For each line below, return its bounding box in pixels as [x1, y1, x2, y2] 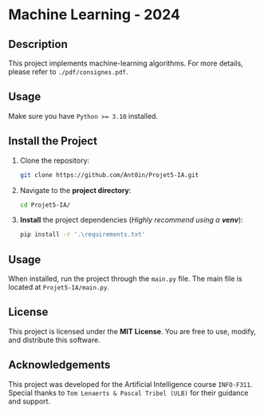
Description [8, 37, 68, 51]
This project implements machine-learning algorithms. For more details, [8, 58, 243, 68]
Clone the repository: [19, 156, 90, 165]
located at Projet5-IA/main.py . [8, 282, 110, 292]
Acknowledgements [8, 358, 111, 372]
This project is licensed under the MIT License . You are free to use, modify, [8, 326, 257, 336]
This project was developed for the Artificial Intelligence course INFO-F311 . [8, 379, 253, 388]
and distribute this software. [8, 335, 101, 345]
